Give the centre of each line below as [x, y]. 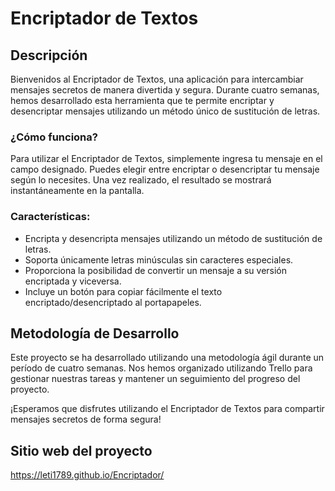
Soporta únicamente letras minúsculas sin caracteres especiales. [159, 259]
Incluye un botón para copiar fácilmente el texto [123, 291]
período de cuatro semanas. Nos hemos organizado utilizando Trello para [161, 368]
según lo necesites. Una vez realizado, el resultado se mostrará [141, 180]
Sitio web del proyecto [81, 450]
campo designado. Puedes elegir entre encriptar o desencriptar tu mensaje [165, 169]
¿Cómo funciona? [54, 137]
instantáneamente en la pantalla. [77, 191]
